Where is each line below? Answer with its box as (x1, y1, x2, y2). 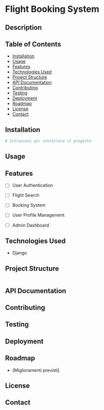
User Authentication (12, 182, 53, 188)
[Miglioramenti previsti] (12, 367, 60, 373)
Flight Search (12, 192, 39, 198)
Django (12, 250, 27, 256)
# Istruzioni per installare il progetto (5, 139, 92, 144)
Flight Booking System (5, 3, 100, 15)
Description (5, 23, 42, 32)
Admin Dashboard (12, 222, 49, 228)
